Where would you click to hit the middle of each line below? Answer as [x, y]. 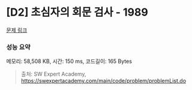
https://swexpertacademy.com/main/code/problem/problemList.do [103, 81]
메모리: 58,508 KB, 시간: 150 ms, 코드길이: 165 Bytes [69, 61]
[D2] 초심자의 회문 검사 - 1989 [77, 12]
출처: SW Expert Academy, [53, 74]
